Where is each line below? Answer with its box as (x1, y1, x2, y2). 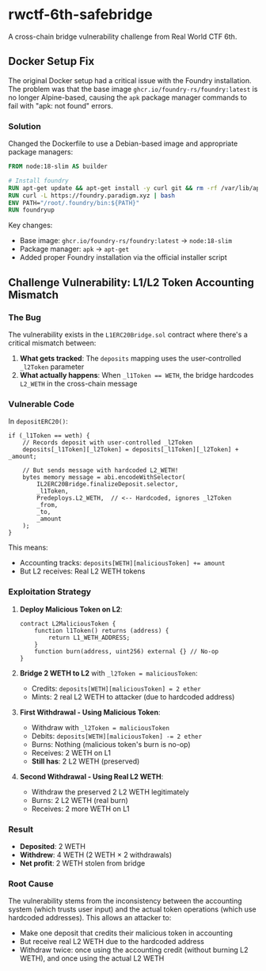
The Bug (8, 311, 42, 322)
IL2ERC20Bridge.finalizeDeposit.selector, (36, 481, 179, 489)
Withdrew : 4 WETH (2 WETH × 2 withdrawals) (19, 850, 173, 859)
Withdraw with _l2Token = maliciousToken (31, 722, 170, 732)
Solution (8, 120, 42, 131)
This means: (8, 543, 49, 552)
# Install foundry (8, 177, 69, 185)
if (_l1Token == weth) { (8, 432, 90, 440)
